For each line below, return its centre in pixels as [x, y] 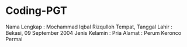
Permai [14, 39]
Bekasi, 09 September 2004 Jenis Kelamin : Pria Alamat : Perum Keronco [93, 32]
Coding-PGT [37, 11]
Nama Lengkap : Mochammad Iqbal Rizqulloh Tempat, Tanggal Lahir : [89, 27]
